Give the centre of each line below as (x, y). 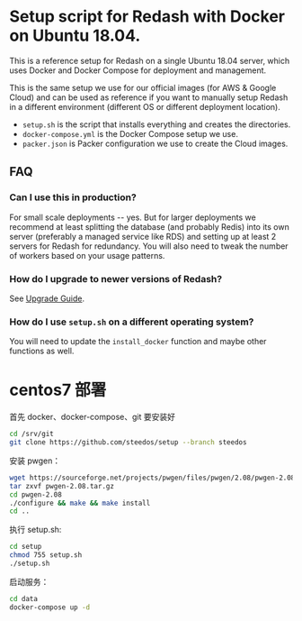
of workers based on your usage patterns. (87, 255)
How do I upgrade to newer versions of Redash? (116, 279)
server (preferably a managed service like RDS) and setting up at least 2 (143, 236)
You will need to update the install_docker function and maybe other (138, 342)
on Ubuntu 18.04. (75, 36)
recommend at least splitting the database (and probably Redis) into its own (149, 226)
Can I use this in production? (73, 197)
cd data (24, 598)
